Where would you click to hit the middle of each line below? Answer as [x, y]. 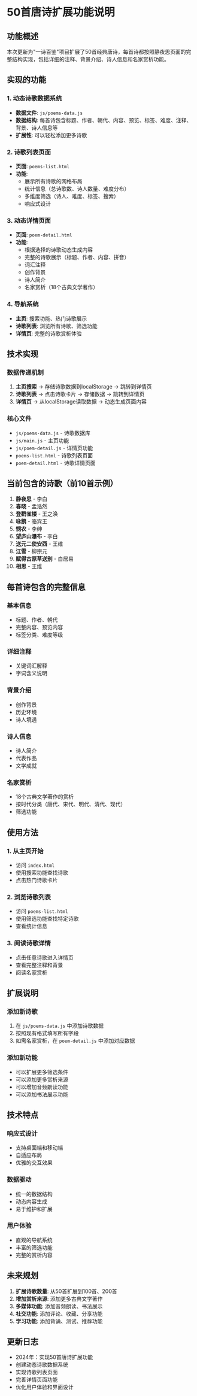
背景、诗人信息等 [37, 128]
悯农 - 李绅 [29, 529]
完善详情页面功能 [37, 1380]
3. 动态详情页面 [29, 220]
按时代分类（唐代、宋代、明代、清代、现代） [71, 804]
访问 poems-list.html [42, 911]
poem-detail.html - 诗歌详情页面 [55, 463]
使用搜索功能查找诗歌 [42, 872]
